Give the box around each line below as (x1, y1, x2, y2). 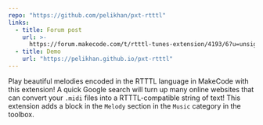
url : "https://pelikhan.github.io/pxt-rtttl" (22, 55, 174, 63)
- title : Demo (15, 48, 61, 55)
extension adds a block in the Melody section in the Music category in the (8, 101, 241, 110)
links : (8, 19, 30, 27)
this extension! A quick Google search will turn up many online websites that (8, 84, 254, 94)
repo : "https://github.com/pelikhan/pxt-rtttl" (8, 11, 167, 20)
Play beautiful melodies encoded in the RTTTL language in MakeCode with (8, 76, 249, 86)
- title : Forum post (15, 26, 82, 34)
